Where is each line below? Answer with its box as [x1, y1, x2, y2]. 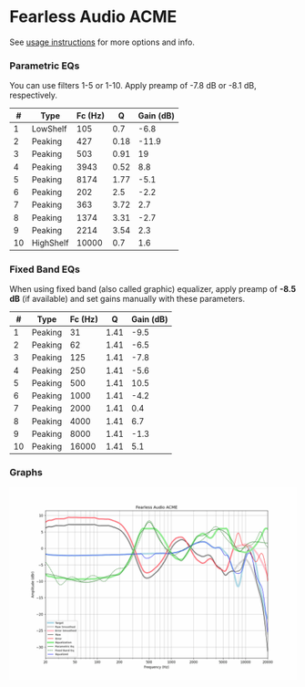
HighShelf [31, 237, 69, 248]
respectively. [9, 89, 57, 101]
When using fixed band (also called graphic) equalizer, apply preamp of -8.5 [9, 284, 297, 295]
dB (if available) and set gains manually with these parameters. [9, 294, 246, 305]
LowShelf [31, 123, 67, 134]
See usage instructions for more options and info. [9, 36, 196, 47]
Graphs [9, 466, 43, 479]
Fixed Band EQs [9, 263, 80, 276]
